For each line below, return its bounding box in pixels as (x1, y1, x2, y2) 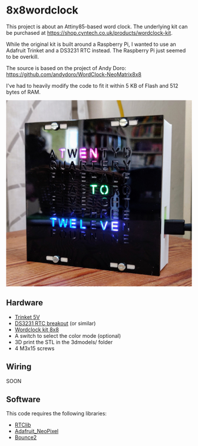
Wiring (6, 362, 32, 372)
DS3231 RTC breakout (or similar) (14, 319, 96, 327)
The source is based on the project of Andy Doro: (6, 64, 127, 71)
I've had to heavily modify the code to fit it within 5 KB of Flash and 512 (6, 82, 179, 89)
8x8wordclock (6, 4, 78, 17)
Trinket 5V (14, 313, 40, 321)
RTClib (14, 421, 31, 428)
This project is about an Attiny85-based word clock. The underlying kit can (6, 23, 188, 30)
